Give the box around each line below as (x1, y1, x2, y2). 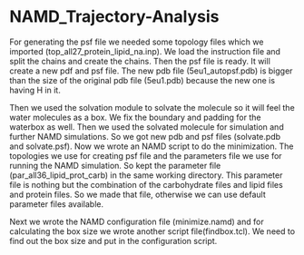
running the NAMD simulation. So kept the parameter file (9, 160, 221, 171)
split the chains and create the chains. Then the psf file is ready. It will (9, 55, 270, 66)
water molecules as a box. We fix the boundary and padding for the (9, 112, 261, 123)
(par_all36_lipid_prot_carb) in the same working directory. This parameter (9, 170, 283, 181)
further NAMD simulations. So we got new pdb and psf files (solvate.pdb (9, 131, 281, 142)
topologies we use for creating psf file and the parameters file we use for (9, 150, 283, 161)
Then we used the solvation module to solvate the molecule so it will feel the (9, 102, 295, 113)
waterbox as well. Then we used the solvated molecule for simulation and (9, 121, 284, 132)
